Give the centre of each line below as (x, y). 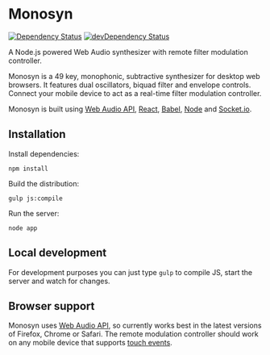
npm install (28, 169)
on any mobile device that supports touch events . (91, 343)
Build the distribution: (44, 183)
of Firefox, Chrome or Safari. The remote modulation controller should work (134, 334)
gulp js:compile (35, 198)
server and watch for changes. (59, 281)
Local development (58, 253)
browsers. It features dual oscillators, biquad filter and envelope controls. (130, 85)
